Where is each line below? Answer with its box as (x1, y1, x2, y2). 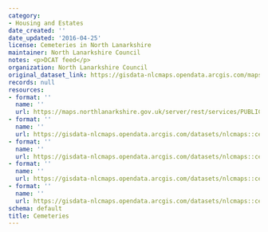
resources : (8, 85, 45, 94)
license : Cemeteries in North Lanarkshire (8, 41, 152, 49)
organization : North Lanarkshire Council (8, 64, 148, 72)
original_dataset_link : (8, 71, 88, 79)
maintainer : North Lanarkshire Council (8, 49, 141, 57)
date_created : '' (8, 26, 66, 34)
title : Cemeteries (8, 212, 69, 220)
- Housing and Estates (8, 19, 84, 27)
